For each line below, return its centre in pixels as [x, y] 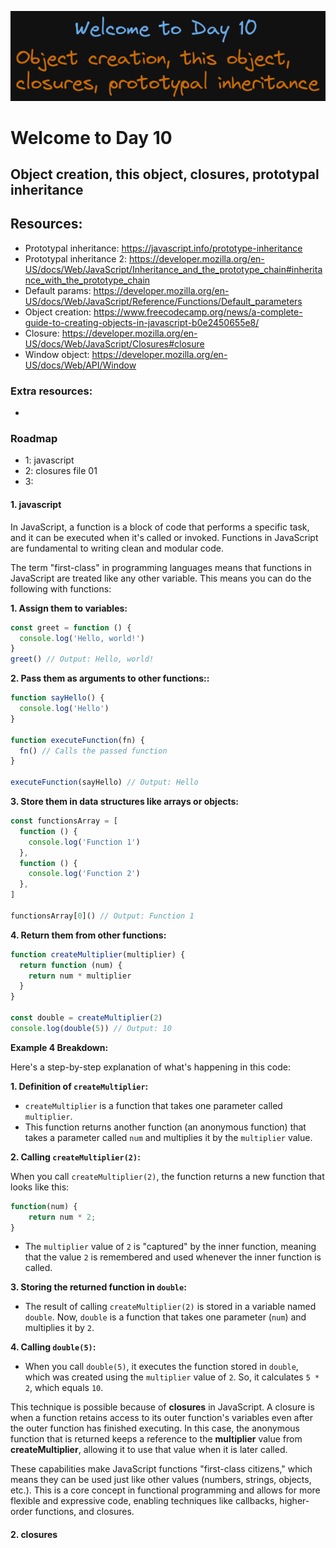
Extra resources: [51, 391]
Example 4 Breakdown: [59, 1047]
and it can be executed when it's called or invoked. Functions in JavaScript [164, 537]
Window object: [57, 354]
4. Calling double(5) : [53, 1347]
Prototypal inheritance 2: [75, 258]
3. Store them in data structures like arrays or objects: [124, 802]
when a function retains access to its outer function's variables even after [162, 1418]
